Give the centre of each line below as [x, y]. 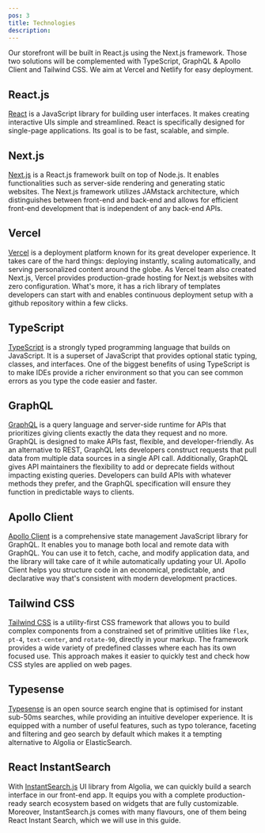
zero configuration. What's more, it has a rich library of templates [114, 286]
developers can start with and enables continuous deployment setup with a [131, 294]
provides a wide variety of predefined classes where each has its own [122, 648]
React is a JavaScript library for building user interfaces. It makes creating [129, 114]
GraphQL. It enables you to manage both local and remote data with [119, 545]
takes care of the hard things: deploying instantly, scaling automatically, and [132, 261]
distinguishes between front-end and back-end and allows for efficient [123, 200]
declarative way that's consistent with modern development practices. [123, 578]
